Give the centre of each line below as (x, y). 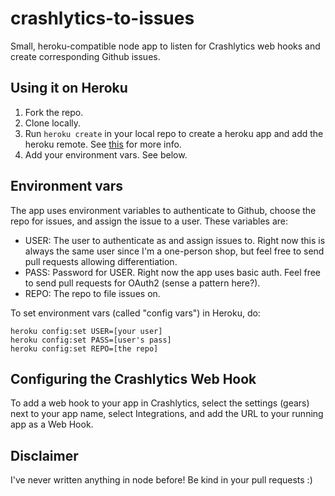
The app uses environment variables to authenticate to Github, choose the (163, 210)
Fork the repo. (54, 112)
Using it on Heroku (69, 88)
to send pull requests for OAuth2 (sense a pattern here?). (142, 283)
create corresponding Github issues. (85, 56)
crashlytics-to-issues (102, 18)
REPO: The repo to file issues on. (92, 293)
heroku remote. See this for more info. (103, 144)
